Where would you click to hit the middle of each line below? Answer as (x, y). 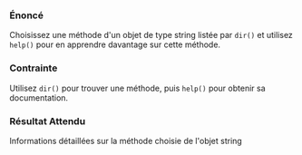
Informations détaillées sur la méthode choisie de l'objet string (126, 140)
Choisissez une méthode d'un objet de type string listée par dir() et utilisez (151, 35)
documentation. (39, 97)
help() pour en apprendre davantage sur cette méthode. (115, 44)
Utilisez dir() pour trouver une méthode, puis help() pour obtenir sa (137, 88)
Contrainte (34, 68)
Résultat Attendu (48, 121)
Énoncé (26, 15)
